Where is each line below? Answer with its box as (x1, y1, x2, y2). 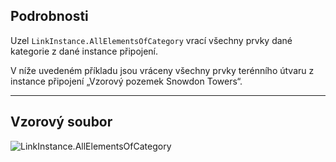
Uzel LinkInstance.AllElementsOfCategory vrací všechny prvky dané (10, 34, 293, 46)
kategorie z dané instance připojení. (10, 45, 159, 57)
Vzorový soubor (10, 114, 113, 131)
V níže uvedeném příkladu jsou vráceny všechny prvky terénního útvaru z (10, 64, 315, 76)
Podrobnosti (10, 8, 89, 25)
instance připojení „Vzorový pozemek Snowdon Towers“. (10, 75, 243, 87)
